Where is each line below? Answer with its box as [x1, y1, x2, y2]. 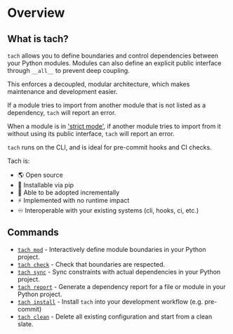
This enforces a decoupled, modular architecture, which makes [7, 80, 190, 88]
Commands [7, 227, 60, 239]
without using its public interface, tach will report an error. [7, 130, 175, 138]
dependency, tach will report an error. [7, 109, 116, 116]
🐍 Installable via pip [17, 181, 74, 189]
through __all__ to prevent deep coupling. [7, 67, 130, 74]
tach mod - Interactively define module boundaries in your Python [17, 245, 206, 253]
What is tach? [7, 33, 69, 45]
